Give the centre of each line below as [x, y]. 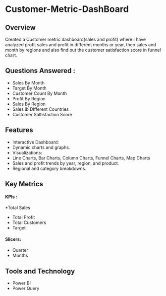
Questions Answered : [40, 71]
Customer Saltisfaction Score [42, 114]
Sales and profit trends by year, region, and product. [66, 163]
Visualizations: [27, 152]
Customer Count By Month [39, 93]
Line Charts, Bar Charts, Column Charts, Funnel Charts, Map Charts [81, 158]
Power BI [22, 283]
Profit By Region [29, 98]
